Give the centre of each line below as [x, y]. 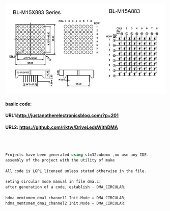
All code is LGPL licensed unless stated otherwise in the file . [76, 171]
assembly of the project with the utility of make [60, 160]
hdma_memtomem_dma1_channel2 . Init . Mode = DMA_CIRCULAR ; [66, 203]
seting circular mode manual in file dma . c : [53, 182]
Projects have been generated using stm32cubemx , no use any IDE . [77, 155]
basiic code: [19, 104]
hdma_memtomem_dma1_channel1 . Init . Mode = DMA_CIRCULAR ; [66, 198]
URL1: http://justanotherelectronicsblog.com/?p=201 [62, 115]
